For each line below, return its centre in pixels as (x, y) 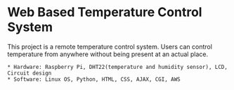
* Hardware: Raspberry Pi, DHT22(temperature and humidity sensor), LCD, (118, 67)
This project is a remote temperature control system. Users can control (110, 46)
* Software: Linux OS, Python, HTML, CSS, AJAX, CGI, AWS (94, 79)
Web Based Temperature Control (105, 12)
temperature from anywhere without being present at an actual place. (108, 54)
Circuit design (30, 73)
